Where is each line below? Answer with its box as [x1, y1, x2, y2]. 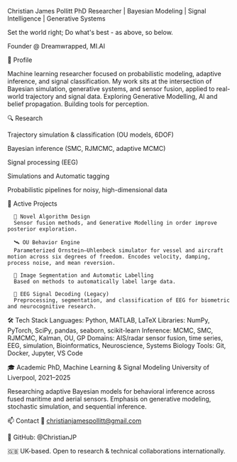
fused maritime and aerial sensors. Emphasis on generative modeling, [7, 395, 211, 403]
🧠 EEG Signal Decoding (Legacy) [13, 290, 110, 298]
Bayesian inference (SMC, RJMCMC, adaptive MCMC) [7, 145, 166, 152]
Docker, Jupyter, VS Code [7, 349, 83, 357]
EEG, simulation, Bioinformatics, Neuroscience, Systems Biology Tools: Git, [7, 342, 226, 350]
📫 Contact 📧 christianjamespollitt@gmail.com [7, 416, 142, 425]
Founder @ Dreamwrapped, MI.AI [7, 42, 105, 50]
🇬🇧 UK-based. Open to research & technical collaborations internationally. [7, 447, 226, 455]
